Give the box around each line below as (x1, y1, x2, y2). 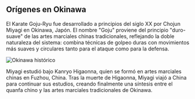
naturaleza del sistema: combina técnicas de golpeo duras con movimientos (6, 39, 190, 46)
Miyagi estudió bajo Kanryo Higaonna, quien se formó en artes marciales (6, 67, 182, 75)
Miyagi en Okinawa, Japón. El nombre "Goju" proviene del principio (6, 26, 169, 33)
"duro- (169, 26, 186, 33)
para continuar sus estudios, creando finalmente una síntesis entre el (6, 80, 173, 87)
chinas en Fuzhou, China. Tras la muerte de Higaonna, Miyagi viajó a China (6, 74, 187, 81)
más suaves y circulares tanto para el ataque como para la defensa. (6, 45, 170, 52)
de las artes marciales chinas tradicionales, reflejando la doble (24, 32, 175, 40)
